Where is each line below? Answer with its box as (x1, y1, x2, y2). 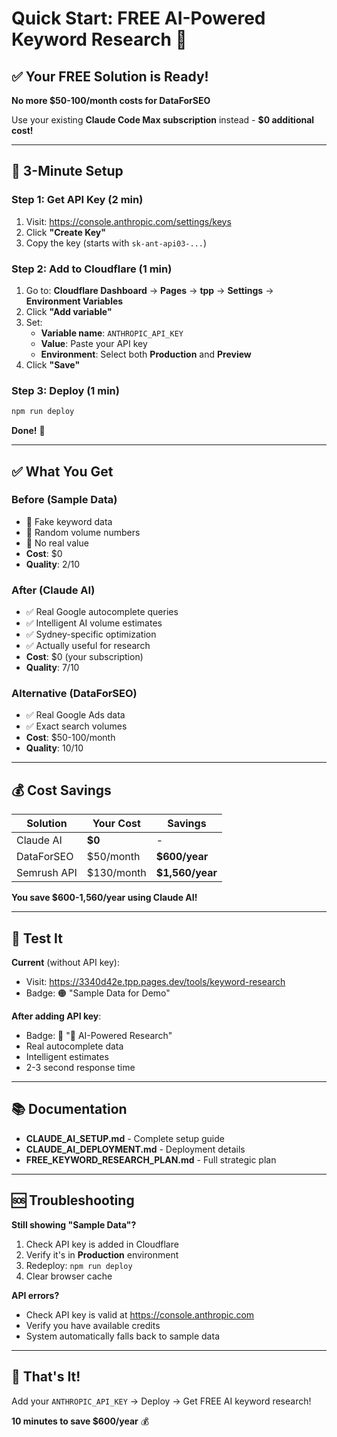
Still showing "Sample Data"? (11, 1218, 137, 1231)
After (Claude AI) (11, 583, 96, 597)
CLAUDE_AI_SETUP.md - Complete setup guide (25, 1132, 225, 1144)
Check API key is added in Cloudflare (25, 1238, 179, 1250)
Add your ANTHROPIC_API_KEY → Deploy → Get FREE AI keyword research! (11, 1395, 312, 1407)
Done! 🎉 (11, 425, 46, 437)
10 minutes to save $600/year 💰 (11, 1415, 150, 1427)
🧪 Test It (11, 930, 63, 947)
